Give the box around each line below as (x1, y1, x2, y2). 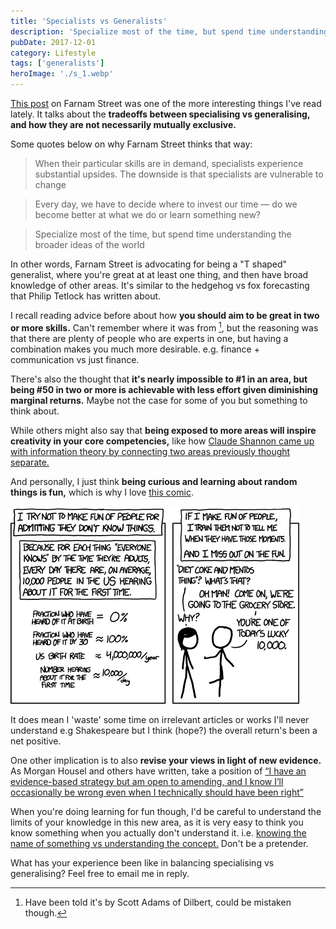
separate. (10, 456, 50, 468)
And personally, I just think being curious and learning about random (10, 475, 298, 487)
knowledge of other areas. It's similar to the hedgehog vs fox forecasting (10, 280, 310, 291)
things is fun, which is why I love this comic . (10, 486, 194, 498)
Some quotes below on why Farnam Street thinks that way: (10, 138, 253, 150)
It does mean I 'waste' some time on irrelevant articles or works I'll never (10, 713, 310, 725)
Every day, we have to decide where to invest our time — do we (34, 198, 298, 210)
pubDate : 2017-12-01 (10, 37, 97, 47)
